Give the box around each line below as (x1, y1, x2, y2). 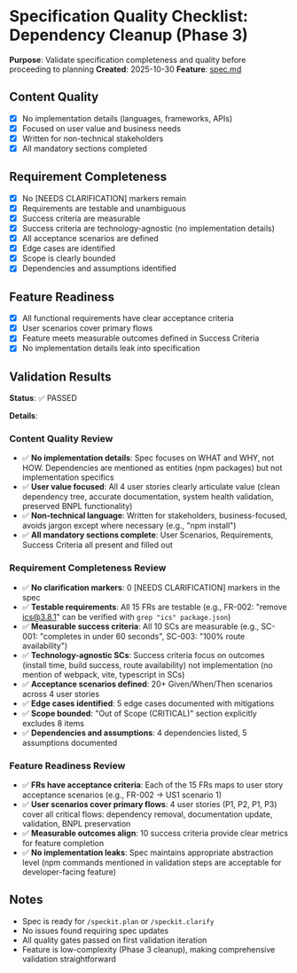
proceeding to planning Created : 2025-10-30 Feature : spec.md (9, 64, 242, 75)
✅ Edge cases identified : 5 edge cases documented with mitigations (21, 698, 275, 709)
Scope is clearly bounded (21, 253, 116, 263)
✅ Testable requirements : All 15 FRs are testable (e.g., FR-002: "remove (21, 601, 288, 612)
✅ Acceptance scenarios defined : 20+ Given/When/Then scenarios (21, 679, 273, 689)
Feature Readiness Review (9, 759, 126, 772)
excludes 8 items (21, 718, 84, 728)
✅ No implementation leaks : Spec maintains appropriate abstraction (21, 847, 274, 858)
